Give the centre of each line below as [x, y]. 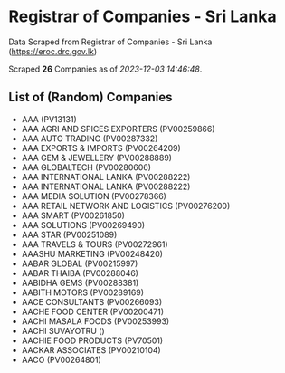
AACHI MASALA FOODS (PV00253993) [95, 321]
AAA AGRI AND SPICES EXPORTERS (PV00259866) [118, 129]
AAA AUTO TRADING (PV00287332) [90, 139]
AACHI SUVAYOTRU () [63, 330]
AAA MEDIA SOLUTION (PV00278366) [94, 196]
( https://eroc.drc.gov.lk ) [53, 51]
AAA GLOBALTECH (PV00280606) [86, 167]
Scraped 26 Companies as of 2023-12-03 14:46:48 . [105, 69]
